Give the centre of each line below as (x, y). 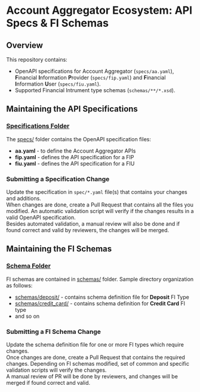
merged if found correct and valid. (48, 382)
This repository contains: (37, 60)
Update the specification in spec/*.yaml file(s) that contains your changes (97, 192)
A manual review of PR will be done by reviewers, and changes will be (92, 376)
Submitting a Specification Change (58, 179)
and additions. (24, 198)
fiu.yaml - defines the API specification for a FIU (75, 163)
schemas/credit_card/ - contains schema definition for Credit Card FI (100, 303)
